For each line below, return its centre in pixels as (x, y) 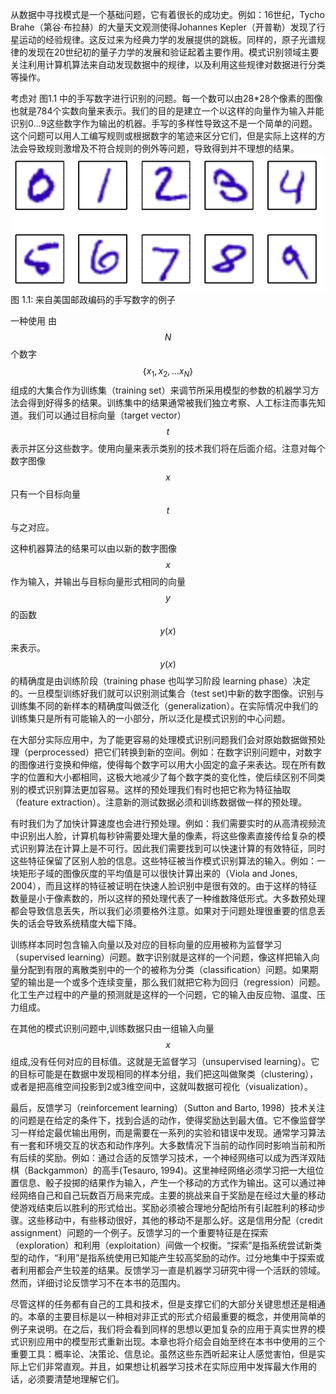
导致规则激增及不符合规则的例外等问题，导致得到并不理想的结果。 (163, 148)
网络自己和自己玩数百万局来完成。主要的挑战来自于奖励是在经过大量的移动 (172, 1195)
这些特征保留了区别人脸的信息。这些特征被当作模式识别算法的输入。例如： (163, 861)
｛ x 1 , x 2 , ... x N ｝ (168, 372)
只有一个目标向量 (45, 494)
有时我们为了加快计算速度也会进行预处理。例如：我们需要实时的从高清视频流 (168, 824)
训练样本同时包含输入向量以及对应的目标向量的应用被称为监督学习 (146, 945)
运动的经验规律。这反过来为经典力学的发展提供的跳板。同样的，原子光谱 (167, 39)
